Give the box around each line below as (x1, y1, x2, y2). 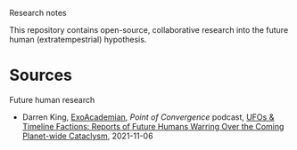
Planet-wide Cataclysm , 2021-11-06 (21, 130, 153, 141)
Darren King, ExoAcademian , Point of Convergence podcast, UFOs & (21, 111, 275, 122)
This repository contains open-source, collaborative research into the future (9, 25, 289, 35)
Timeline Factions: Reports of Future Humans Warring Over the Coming (21, 121, 285, 131)
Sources (9, 66, 73, 85)
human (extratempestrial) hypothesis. (9, 35, 147, 44)
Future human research (9, 94, 95, 105)
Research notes (9, 8, 67, 18)
